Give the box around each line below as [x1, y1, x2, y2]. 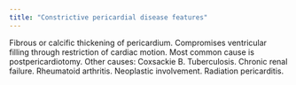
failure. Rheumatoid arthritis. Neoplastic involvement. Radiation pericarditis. [9, 66, 284, 76]
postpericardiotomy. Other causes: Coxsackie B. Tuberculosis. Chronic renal [9, 56, 288, 66]
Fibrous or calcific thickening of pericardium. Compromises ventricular [9, 37, 268, 48]
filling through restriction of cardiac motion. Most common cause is [9, 46, 255, 58]
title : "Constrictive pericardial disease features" [9, 12, 208, 22]
